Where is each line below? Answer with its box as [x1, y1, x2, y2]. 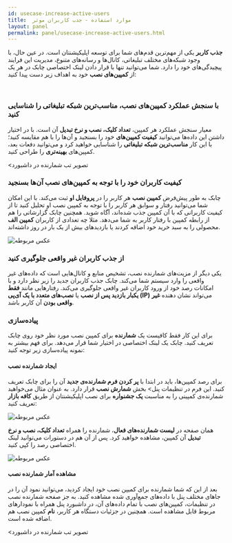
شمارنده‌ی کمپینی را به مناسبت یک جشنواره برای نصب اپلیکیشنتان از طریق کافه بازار [8, 391, 224, 400]
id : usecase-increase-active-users [8, 10, 110, 17]
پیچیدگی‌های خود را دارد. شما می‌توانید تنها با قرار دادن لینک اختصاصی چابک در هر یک [8, 63, 222, 71]
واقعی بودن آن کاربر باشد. [8, 298, 74, 307]
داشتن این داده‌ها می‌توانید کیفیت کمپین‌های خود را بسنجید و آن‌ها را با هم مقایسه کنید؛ [8, 132, 224, 141]
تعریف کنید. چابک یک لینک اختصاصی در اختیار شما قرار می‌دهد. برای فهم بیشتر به [8, 339, 214, 347]
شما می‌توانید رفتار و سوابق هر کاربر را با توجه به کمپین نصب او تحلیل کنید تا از [8, 201, 209, 209]
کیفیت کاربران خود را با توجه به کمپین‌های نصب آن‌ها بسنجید [8, 177, 182, 187]
